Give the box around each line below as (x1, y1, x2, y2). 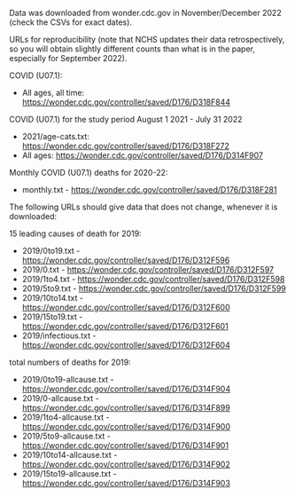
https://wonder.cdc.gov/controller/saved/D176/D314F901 (21, 440, 229, 451)
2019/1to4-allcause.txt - (21, 412, 110, 422)
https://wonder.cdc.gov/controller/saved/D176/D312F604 (21, 340, 230, 350)
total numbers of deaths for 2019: (9, 357, 131, 367)
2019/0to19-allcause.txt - (21, 375, 114, 384)
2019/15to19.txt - (21, 312, 83, 322)
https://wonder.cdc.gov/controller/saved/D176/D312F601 (21, 321, 229, 331)
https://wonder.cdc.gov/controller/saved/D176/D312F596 (21, 255, 230, 265)
